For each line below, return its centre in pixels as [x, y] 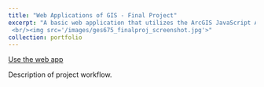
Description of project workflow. [60, 74]
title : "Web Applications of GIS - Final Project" [93, 15]
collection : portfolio [45, 37]
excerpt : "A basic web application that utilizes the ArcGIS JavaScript [130, 23]
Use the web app [36, 60]
